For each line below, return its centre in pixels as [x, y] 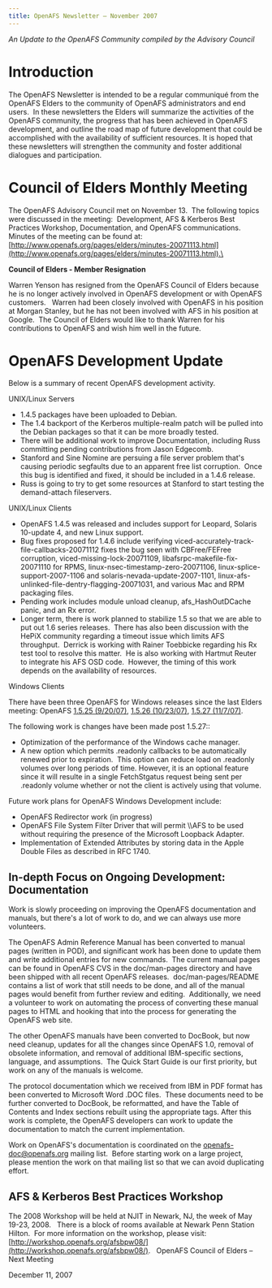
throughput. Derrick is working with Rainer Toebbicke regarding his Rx [138, 645]
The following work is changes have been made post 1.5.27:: [110, 726]
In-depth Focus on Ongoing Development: [117, 877]
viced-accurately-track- [214, 541]
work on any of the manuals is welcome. [76, 1070]
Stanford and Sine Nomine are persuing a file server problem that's [132, 458]
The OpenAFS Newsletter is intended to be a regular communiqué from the [134, 94]
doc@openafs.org [39, 1154]
